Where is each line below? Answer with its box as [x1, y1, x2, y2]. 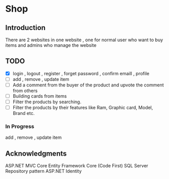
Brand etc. [12, 110, 35, 116]
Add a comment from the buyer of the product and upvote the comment [12, 82, 164, 88]
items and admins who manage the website [5, 42, 97, 48]
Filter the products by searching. [12, 99, 82, 105]
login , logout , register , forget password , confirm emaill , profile [12, 70, 150, 76]
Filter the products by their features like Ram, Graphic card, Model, [12, 105, 153, 111]
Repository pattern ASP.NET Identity [5, 168, 82, 174]
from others [12, 87, 38, 94]
